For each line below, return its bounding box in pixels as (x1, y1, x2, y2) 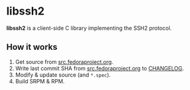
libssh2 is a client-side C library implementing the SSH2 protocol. (6, 24, 172, 32)
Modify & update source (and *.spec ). (15, 71, 111, 78)
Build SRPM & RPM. (15, 77, 65, 85)
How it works (6, 42, 58, 52)
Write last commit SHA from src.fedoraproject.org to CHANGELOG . (15, 64, 184, 72)
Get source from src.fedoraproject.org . (15, 58, 113, 65)
